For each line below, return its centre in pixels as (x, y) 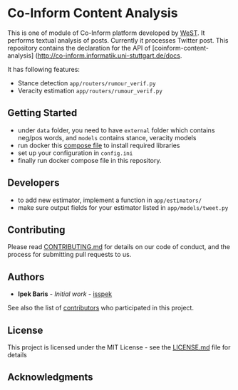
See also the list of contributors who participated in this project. (101, 308)
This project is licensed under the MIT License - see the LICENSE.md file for (119, 347)
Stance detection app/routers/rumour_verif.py (87, 83)
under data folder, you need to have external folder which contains (116, 130)
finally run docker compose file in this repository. (89, 160)
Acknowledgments (51, 378)
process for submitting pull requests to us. (69, 255)
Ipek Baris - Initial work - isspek (65, 294)
